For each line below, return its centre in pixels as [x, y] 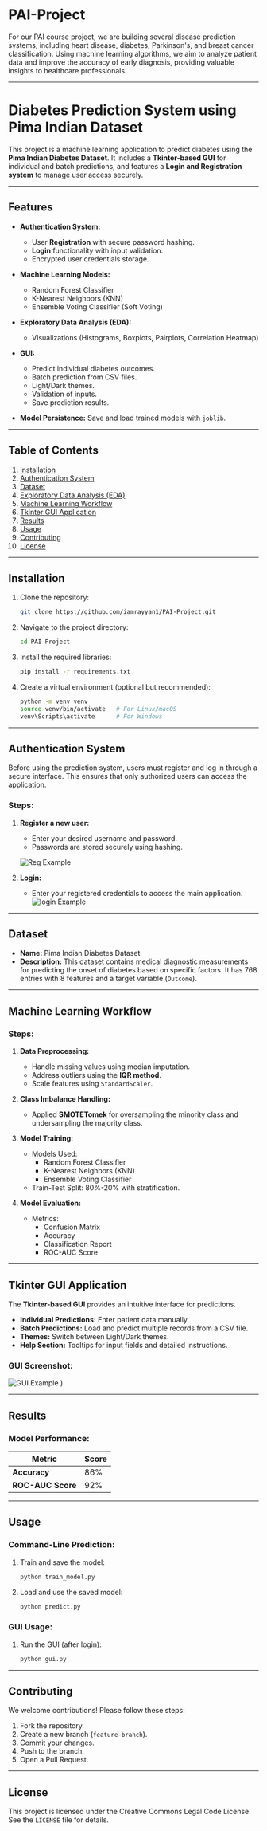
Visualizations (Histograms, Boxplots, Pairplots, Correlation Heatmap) [145, 337]
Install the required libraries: [66, 657]
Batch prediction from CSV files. [84, 377]
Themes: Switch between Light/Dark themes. [94, 1336]
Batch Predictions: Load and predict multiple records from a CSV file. [134, 1328]
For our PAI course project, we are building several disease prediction [122, 37]
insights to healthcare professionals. [68, 70]
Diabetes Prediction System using [122, 110]
